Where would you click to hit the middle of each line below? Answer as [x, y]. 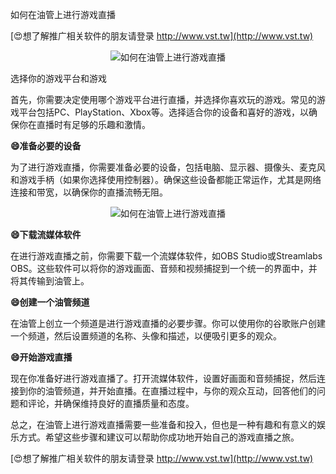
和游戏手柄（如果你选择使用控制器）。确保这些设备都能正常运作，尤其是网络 [166, 179]
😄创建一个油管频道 [50, 302]
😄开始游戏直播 [41, 357]
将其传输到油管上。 [50, 281]
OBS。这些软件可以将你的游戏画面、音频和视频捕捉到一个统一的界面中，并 [164, 268]
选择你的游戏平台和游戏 [58, 78]
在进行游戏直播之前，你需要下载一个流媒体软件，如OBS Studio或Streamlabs [166, 256]
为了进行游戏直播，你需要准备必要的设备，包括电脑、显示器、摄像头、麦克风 [168, 167]
